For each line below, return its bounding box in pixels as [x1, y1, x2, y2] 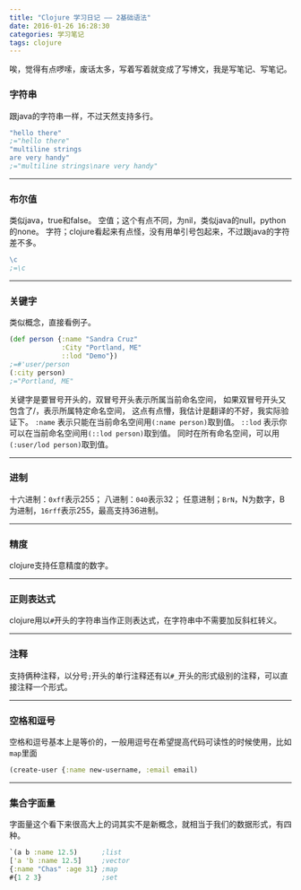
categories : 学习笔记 [9, 30, 85, 39]
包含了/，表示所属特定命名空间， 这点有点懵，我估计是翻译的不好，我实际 [9, 405, 281, 416]
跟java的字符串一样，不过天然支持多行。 [9, 110, 159, 121]
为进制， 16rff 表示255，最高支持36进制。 [9, 505, 164, 515]
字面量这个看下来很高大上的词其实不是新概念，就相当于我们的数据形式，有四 [9, 819, 292, 830]
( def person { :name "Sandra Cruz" [9, 335, 139, 344]
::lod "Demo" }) [61, 351, 118, 361]
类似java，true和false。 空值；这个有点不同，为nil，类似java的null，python [9, 215, 287, 226]
